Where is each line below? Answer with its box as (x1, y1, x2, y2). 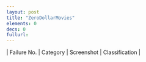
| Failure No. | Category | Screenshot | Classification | (6, 48, 141, 56)
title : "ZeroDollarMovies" (6, 15, 75, 21)
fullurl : (6, 32, 29, 38)
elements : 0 (6, 20, 37, 26)
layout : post (6, 9, 40, 15)
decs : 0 (6, 26, 26, 33)
